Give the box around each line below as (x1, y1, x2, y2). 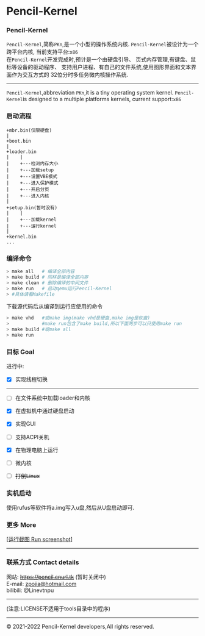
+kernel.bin (6, 234, 37, 240)
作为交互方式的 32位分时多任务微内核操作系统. (11, 71, 129, 79)
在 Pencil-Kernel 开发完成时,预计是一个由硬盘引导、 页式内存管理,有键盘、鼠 (6, 56, 196, 63)
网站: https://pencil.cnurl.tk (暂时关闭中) (6, 573, 107, 581)
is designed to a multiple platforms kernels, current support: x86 (22, 96, 182, 103)
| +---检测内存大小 (6, 160, 59, 166)
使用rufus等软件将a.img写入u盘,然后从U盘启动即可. (6, 504, 135, 512)
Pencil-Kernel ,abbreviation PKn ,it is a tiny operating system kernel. (6, 89, 174, 96)
